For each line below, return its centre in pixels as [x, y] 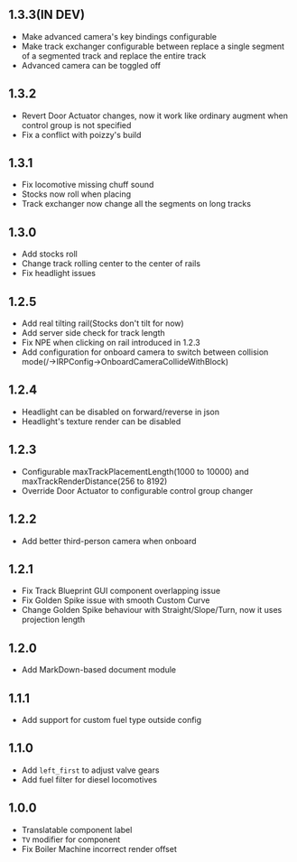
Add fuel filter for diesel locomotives [89, 779]
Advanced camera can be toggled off [91, 65]
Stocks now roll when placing [76, 194]
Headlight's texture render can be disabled [101, 421]
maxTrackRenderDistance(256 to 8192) [94, 481]
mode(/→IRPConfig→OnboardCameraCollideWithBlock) [125, 362]
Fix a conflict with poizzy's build [81, 134]
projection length [53, 620]
